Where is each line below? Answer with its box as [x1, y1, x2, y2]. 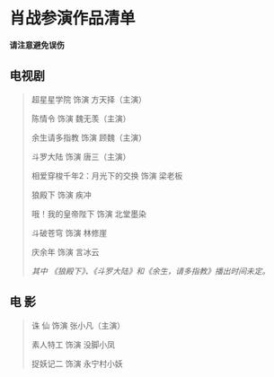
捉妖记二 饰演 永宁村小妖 [31, 358, 123, 369]
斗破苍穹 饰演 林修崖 [31, 227, 108, 238]
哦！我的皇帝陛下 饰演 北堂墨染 [31, 208, 146, 219]
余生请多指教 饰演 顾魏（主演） [31, 132, 146, 143]
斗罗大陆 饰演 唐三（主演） [31, 151, 131, 162]
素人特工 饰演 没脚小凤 [31, 338, 115, 350]
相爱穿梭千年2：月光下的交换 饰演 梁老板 [31, 170, 183, 180]
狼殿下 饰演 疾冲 [31, 189, 92, 200]
